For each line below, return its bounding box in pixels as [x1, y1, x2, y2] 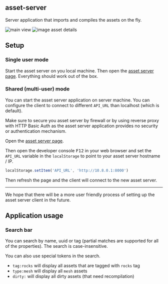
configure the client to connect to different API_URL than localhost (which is [5, 102, 159, 108]
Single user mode [5, 56, 49, 63]
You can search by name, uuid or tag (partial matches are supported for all [5, 238, 159, 244]
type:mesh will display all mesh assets [12, 268, 87, 274]
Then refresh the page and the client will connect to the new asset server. [5, 177, 157, 183]
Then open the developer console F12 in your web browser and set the [5, 147, 151, 153]
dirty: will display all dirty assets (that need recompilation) [12, 273, 134, 279]
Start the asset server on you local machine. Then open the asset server [5, 67, 154, 74]
